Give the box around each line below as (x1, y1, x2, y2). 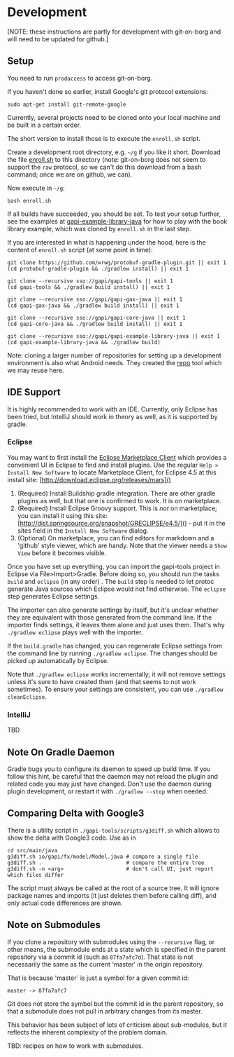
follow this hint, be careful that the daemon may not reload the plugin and (7, 772, 219, 780)
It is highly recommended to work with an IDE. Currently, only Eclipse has (7, 404, 218, 414)
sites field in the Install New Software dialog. (17, 526, 149, 535)
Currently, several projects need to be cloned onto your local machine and (7, 113, 221, 121)
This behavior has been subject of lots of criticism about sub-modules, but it (7, 1021, 227, 1029)
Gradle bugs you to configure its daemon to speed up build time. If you (7, 765, 211, 773)
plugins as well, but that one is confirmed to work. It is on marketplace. (17, 496, 221, 505)
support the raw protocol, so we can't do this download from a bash (7, 163, 202, 171)
